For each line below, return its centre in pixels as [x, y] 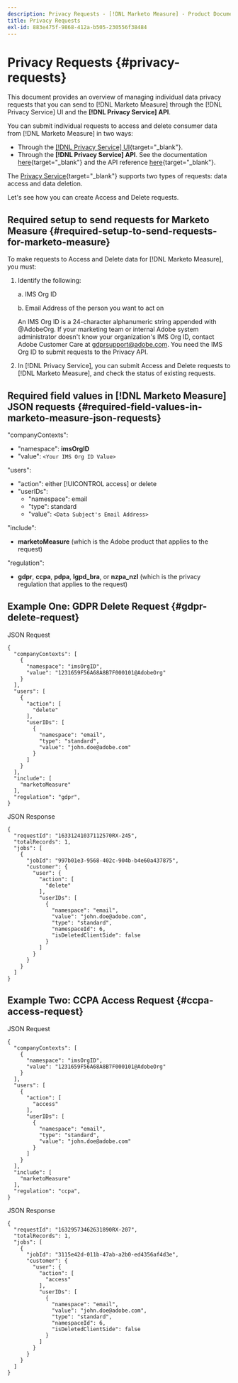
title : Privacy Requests [44, 21]
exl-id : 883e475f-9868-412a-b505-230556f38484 [77, 27]
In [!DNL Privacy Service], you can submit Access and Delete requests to [124, 366]
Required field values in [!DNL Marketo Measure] [117, 395]
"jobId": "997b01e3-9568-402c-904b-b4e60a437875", [102, 861]
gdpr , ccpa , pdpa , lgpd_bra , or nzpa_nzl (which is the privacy [109, 576]
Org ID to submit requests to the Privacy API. [83, 352]
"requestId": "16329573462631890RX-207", [76, 1229]
